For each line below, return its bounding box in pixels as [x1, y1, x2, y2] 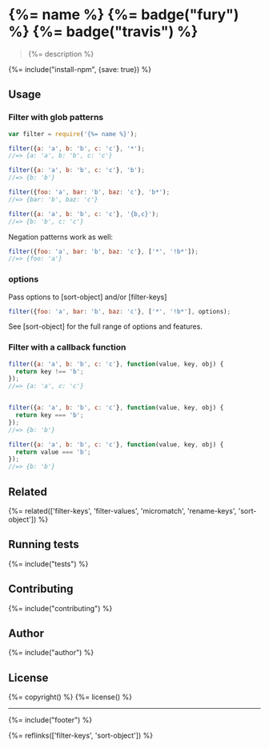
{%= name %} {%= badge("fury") [8, 6, 239, 24]
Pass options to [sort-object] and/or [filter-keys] [8, 292, 167, 302]
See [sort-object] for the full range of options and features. [8, 322, 203, 331]
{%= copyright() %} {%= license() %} [8, 692, 133, 702]
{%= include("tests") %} [8, 558, 89, 569]
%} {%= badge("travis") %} [8, 22, 199, 41]
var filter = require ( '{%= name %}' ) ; [8, 130, 138, 138]
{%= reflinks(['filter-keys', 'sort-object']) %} [8, 730, 154, 741]
